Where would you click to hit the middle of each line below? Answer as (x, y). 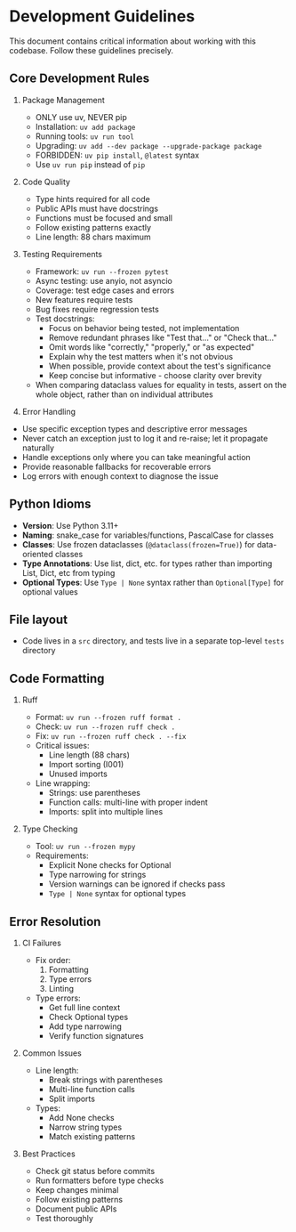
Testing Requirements (62, 254)
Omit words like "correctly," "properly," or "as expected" (152, 347)
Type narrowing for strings (97, 875)
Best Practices (48, 1154)
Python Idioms (50, 504)
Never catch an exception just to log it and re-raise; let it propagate (145, 438)
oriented (37, 554)
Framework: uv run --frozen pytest (102, 271)
